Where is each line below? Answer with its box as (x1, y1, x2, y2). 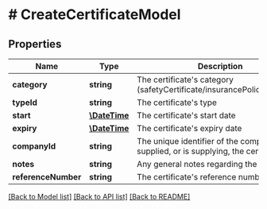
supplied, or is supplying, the (136, 145, 245, 157)
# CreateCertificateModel (8, 6, 181, 24)
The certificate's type (136, 97, 217, 108)
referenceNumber (12, 172, 82, 182)
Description (197, 61, 243, 72)
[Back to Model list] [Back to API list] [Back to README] (8, 192, 191, 201)
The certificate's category (136, 74, 234, 85)
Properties (8, 37, 62, 51)
